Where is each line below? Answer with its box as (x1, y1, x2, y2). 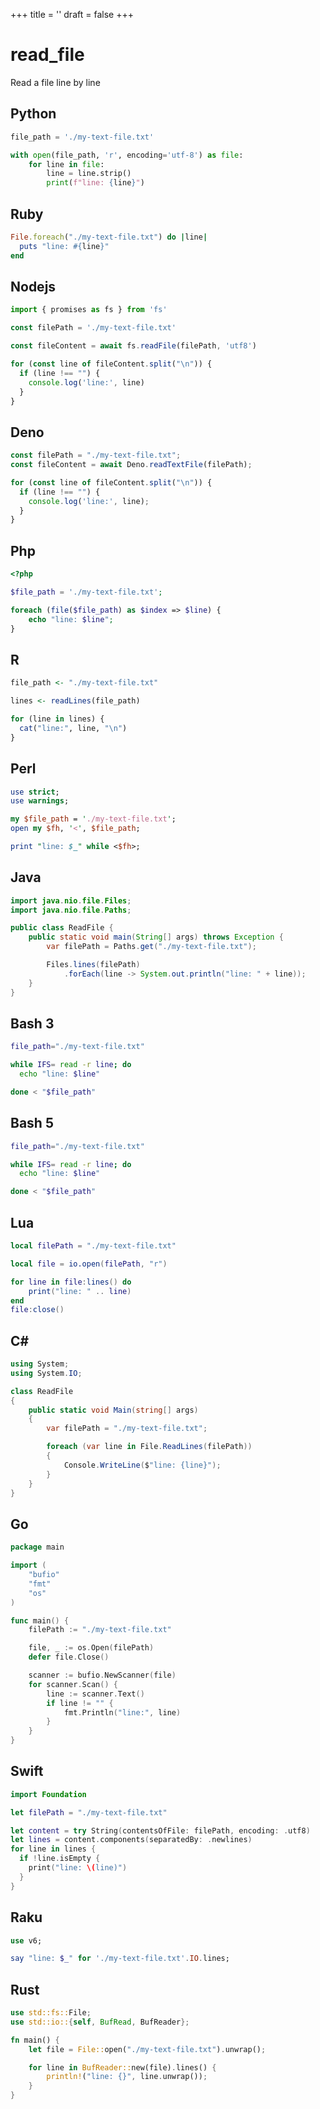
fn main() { (10, 2035, 60, 2045)
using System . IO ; (10, 1368, 83, 1378)
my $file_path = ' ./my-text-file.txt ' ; (10, 814, 177, 824)
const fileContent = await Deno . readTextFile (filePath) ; (10, 460, 253, 470)
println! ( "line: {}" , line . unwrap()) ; (46, 2072, 208, 2082)
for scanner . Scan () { (28, 1679, 118, 1689)
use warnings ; (10, 796, 70, 806)
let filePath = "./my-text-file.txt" (10, 1807, 168, 1818)
